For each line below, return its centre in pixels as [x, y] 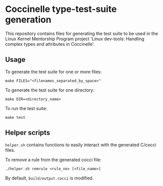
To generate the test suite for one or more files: [53, 72]
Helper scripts [28, 133]
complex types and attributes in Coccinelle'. [50, 44]
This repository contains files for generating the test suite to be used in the [81, 33]
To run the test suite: [26, 108]
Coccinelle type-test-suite [61, 9]
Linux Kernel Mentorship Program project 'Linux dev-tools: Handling [75, 39]
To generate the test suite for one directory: [50, 90]
